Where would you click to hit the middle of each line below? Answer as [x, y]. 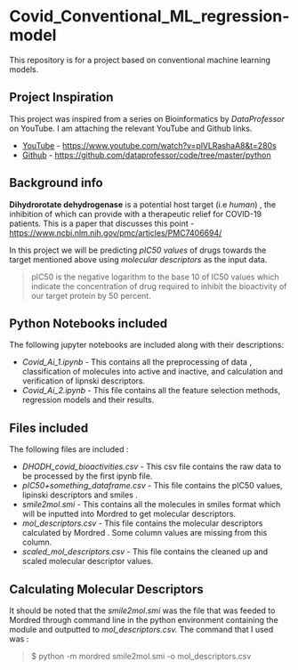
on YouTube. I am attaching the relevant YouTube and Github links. [131, 128]
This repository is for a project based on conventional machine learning [140, 60]
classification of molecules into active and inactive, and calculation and [152, 372]
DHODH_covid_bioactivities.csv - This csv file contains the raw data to [152, 467]
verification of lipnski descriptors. [84, 381]
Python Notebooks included [89, 323]
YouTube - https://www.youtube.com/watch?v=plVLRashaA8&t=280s [149, 145]
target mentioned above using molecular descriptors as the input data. [138, 259]
